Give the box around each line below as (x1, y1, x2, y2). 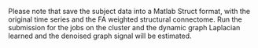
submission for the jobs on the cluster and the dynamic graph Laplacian (8, 23, 241, 32)
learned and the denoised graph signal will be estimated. (8, 31, 192, 40)
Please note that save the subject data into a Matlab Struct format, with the (8, 7, 251, 15)
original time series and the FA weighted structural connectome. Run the (8, 15, 242, 24)
